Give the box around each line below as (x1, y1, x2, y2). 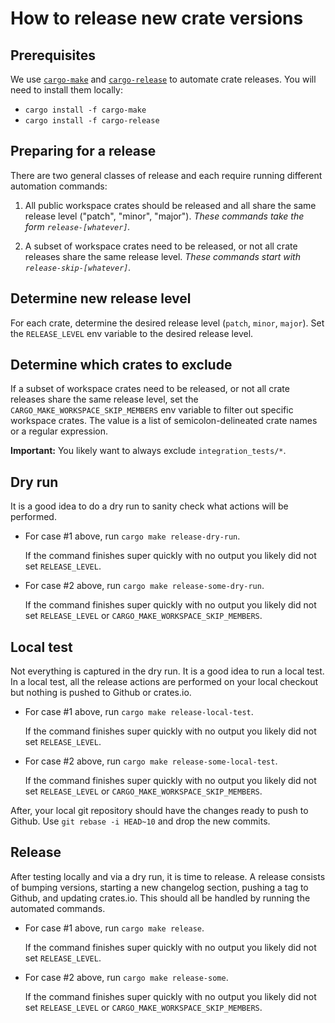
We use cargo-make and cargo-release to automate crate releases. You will (10, 73, 317, 85)
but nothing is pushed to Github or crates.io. (10, 687, 192, 699)
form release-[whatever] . (24, 220, 131, 232)
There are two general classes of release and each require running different (10, 169, 323, 181)
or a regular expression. (10, 425, 109, 437)
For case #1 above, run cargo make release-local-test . (24, 706, 254, 718)
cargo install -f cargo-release (24, 116, 160, 126)
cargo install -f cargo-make (24, 105, 147, 115)
